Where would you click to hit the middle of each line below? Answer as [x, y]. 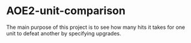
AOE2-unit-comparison [66, 11]
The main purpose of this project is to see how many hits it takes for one [95, 27]
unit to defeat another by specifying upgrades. [64, 33]
